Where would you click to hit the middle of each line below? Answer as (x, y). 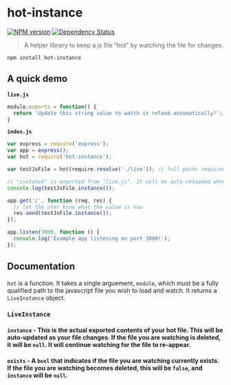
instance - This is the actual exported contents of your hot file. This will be (115, 330)
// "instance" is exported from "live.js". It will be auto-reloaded (109, 181)
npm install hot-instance (44, 58)
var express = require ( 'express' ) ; (58, 144)
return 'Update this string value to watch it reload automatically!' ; (118, 113)
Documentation (41, 267)
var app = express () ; (38, 150)
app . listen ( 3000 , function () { (53, 232)
